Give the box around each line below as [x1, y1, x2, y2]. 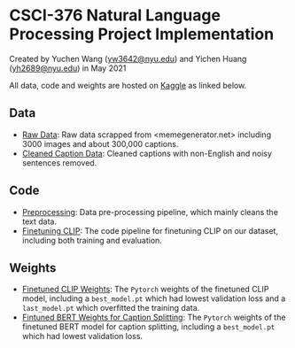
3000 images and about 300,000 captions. [21, 138, 179, 149]
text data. [21, 216, 58, 227]
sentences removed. [21, 157, 97, 168]
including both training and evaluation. [21, 235, 162, 245]
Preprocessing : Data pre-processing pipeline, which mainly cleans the [21, 206, 279, 217]
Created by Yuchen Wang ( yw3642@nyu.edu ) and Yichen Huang [9, 53, 247, 64]
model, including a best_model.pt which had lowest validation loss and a [21, 293, 286, 304]
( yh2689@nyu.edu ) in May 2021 [9, 63, 127, 73]
